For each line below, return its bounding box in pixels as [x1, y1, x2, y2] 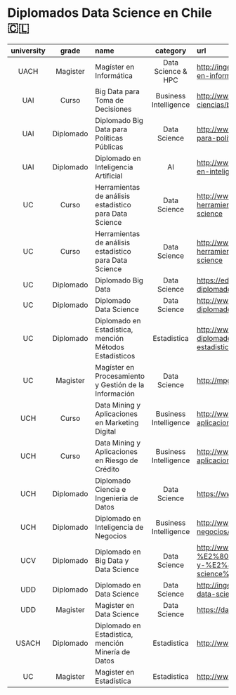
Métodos [94, 342, 125, 352]
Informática [94, 70, 133, 80]
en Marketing [94, 417, 139, 427]
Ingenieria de [94, 493, 138, 503]
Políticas [94, 133, 124, 143]
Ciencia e [94, 484, 126, 494]
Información [94, 389, 135, 398]
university [11, 46, 46, 56]
